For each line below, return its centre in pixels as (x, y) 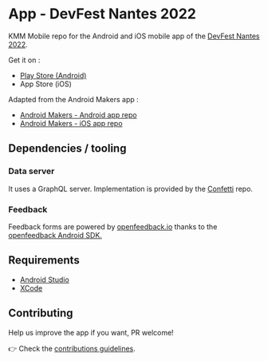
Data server (32, 171)
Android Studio (44, 280)
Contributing (41, 313)
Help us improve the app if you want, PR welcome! (91, 332)
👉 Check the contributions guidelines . (72, 348)
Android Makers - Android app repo (78, 115)
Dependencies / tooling (67, 149)
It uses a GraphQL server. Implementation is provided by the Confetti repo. (131, 188)
